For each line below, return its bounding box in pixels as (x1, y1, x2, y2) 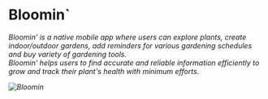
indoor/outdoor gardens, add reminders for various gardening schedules (8, 40, 253, 50)
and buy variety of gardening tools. (8, 49, 128, 59)
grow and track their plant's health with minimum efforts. (8, 66, 200, 76)
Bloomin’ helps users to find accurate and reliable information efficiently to (8, 58, 260, 68)
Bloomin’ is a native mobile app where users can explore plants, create (8, 32, 247, 42)
